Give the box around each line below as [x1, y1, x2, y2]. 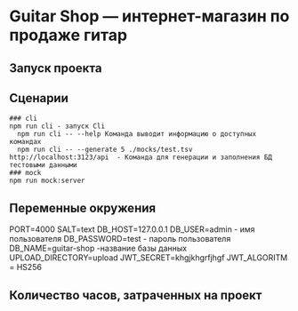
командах [9, 138, 42, 147]
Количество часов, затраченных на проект [9, 287, 262, 303]
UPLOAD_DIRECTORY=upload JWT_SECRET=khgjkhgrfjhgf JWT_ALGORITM [9, 252, 288, 263]
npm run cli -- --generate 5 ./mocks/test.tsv [17, 145, 193, 155]
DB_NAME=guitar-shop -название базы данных [9, 243, 188, 254]
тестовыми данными [9, 161, 77, 170]
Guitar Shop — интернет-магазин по [9, 6, 290, 27]
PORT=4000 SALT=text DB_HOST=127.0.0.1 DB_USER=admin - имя [9, 224, 255, 235]
